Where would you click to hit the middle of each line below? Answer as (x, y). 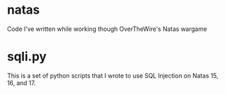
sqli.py (27, 57)
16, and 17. (22, 83)
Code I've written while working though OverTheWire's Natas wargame (107, 29)
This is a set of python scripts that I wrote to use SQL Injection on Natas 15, (113, 75)
